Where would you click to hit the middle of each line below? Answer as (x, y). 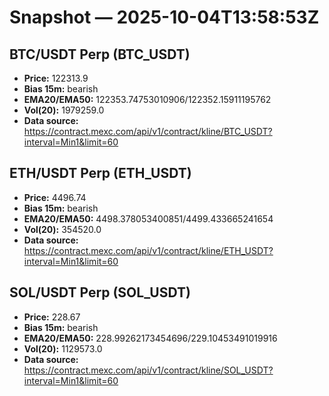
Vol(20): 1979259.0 (64, 110)
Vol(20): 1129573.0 (63, 348)
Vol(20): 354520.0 (62, 229)
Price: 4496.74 (55, 197)
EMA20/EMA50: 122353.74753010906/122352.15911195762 (147, 99)
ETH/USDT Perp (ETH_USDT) (100, 173)
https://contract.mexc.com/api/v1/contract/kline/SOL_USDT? (148, 370)
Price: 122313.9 (56, 78)
